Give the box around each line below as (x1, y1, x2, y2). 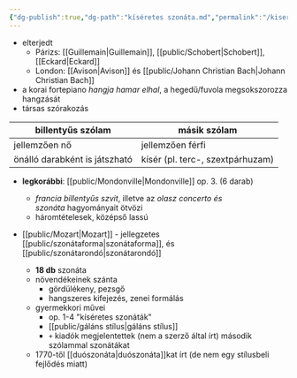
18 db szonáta (34, 264, 87, 275)
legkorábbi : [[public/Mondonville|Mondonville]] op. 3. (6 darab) (21, 176, 254, 186)
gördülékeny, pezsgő (48, 283, 126, 294)
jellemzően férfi (141, 139, 206, 151)
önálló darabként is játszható (13, 153, 133, 165)
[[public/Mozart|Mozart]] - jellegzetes (21, 229, 161, 239)
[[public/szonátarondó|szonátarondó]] (21, 247, 162, 258)
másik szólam (178, 124, 238, 136)
